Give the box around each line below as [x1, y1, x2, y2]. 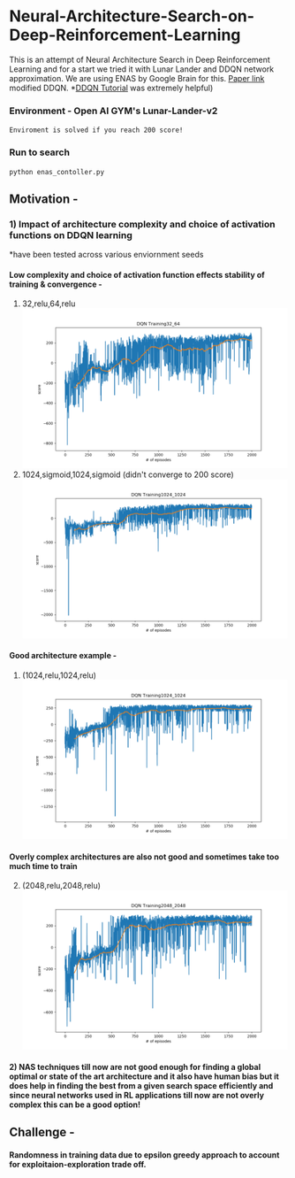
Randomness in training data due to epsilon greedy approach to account [9, 1149, 280, 1160]
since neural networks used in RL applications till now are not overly [9, 1089, 265, 1100]
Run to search [9, 146, 71, 158]
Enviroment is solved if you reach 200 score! [9, 126, 184, 135]
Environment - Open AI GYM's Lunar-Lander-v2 [9, 104, 218, 117]
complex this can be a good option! [9, 1099, 141, 1110]
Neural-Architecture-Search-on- [9, 6, 254, 27]
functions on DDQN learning [9, 228, 132, 241]
